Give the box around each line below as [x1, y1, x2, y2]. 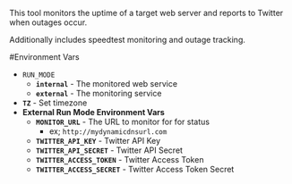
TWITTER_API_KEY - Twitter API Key [35, 136, 161, 146]
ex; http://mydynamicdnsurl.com [48, 126, 167, 137]
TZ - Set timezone [21, 97, 88, 108]
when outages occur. [9, 17, 88, 28]
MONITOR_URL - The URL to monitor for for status [35, 116, 210, 127]
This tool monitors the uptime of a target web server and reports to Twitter [9, 8, 284, 18]
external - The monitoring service [35, 88, 162, 98]
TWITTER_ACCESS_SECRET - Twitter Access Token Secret [35, 164, 235, 174]
